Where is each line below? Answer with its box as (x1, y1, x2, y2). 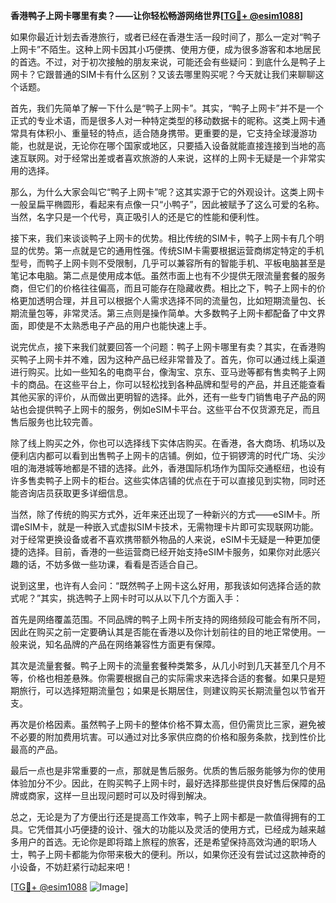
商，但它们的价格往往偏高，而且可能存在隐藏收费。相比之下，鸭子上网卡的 (10, 282, 317, 294)
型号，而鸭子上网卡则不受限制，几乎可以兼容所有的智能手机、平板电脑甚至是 (10, 257, 326, 269)
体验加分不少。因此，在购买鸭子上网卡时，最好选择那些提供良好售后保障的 (10, 777, 317, 789)
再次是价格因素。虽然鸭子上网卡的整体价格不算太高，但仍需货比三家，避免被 (10, 719, 326, 730)
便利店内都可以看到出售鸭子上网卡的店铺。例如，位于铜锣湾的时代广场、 (10, 450, 308, 461)
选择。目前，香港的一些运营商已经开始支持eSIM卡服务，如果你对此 (27, 546, 303, 558)
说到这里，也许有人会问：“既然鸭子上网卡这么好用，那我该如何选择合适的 (10, 580, 313, 591)
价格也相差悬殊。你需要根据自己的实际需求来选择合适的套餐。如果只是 (27, 672, 317, 684)
